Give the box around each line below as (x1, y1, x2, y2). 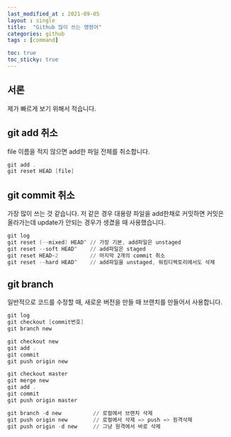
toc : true (7, 50, 37, 57)
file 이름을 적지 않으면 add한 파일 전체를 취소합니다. (7, 147, 150, 156)
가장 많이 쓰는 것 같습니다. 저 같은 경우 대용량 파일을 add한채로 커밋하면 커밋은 (7, 210, 225, 218)
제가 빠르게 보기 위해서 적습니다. (7, 104, 97, 113)
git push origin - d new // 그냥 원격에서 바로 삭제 (7, 423, 161, 430)
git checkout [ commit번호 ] (7, 319, 84, 326)
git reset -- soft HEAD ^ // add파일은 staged (7, 245, 147, 252)
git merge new (7, 377, 50, 385)
